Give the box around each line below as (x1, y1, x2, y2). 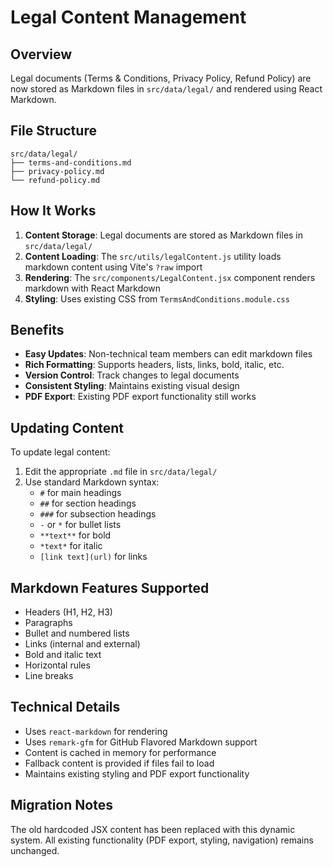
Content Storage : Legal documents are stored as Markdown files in (24, 229, 304, 241)
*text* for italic (39, 540, 103, 552)
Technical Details (10, 699, 121, 716)
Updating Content (10, 419, 124, 436)
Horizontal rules (24, 659, 91, 671)
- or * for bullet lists (39, 519, 122, 531)
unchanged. (10, 844, 60, 856)
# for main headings (39, 487, 122, 499)
